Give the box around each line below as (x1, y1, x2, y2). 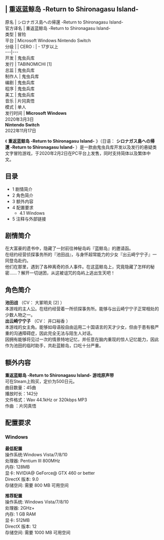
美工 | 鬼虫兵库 (5, 92, 35, 98)
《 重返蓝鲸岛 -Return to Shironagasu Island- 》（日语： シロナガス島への (5, 138, 151, 144)
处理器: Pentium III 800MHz (5, 458, 61, 463)
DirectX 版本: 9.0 (5, 476, 39, 482)
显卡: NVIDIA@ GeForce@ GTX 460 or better (5, 470, 95, 476)
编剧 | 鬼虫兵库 (5, 79, 35, 85)
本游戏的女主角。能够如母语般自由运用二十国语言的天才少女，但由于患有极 (5, 324, 155, 330)
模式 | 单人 (5, 104, 26, 110)
